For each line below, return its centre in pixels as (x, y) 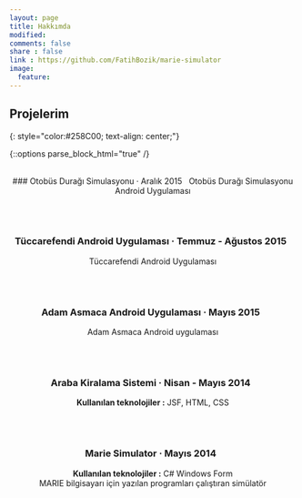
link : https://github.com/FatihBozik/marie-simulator (116, 60)
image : (22, 69)
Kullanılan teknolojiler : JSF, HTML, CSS (153, 402)
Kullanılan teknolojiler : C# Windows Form (153, 473)
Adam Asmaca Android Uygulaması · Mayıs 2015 (151, 312)
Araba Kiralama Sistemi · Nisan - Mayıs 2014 (151, 383)
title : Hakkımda (40, 26)
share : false (36, 52)
